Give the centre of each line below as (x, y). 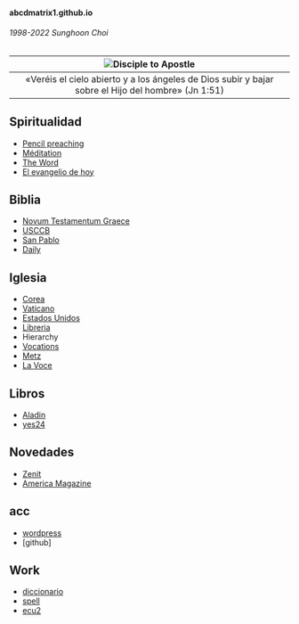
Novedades (42, 452)
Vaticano (38, 308)
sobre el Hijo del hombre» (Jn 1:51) (149, 90)
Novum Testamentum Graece (76, 221)
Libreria (36, 328)
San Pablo (41, 240)
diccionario (43, 592)
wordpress (42, 533)
